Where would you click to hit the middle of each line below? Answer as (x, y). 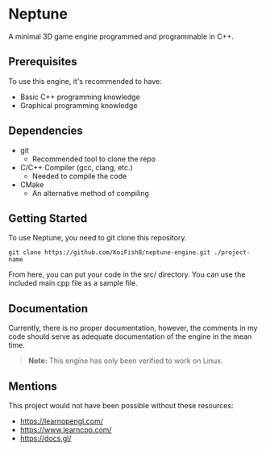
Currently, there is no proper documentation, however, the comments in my (133, 328)
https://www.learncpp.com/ (66, 430)
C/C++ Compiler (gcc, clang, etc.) (76, 167)
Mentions (33, 386)
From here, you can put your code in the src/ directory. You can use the (127, 274)
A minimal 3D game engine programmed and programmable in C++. (121, 36)
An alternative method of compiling (90, 193)
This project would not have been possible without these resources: (121, 405)
